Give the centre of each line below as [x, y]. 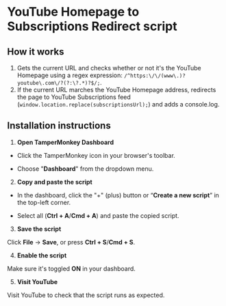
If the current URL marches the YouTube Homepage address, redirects [116, 90]
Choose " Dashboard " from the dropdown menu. [85, 169]
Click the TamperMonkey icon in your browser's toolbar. [96, 155]
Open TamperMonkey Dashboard [65, 142]
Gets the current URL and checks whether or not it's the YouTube [109, 68]
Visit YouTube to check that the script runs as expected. [86, 295]
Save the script [39, 229]
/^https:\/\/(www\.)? [155, 76]
